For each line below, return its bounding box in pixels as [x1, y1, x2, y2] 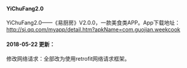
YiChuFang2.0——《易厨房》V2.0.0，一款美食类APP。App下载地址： [6, 19, 181, 27]
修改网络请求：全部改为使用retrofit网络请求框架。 [6, 55, 130, 63]
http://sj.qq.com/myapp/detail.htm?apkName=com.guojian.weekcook [6, 26, 181, 33]
